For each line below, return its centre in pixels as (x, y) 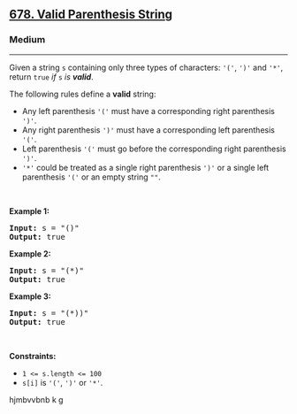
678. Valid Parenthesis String (91, 15)
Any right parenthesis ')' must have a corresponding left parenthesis (148, 130)
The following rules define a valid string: (83, 94)
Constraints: (33, 356)
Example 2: (30, 253)
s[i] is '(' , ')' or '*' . (62, 382)
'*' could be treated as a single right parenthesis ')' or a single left (145, 167)
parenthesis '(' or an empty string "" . (91, 177)
